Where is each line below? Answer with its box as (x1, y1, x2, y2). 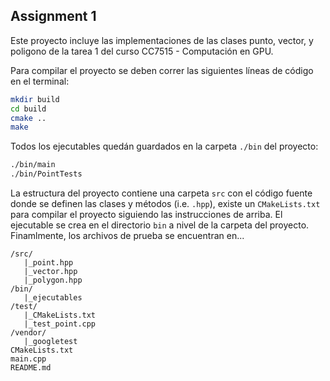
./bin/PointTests (10, 169, 83, 179)
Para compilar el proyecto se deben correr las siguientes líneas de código (10, 64, 314, 76)
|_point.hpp (23, 258, 74, 268)
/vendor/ (10, 328, 47, 338)
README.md (10, 363, 52, 373)
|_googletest (23, 337, 78, 347)
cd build (10, 104, 47, 114)
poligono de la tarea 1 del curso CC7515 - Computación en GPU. (10, 45, 274, 57)
